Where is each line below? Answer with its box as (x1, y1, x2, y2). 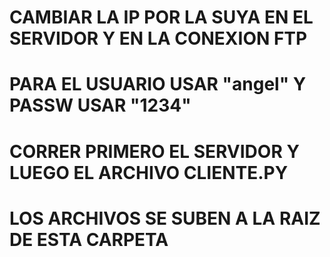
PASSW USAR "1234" (9, 94, 192, 117)
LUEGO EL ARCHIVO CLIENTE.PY (9, 161, 289, 184)
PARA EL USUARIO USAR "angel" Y (9, 73, 307, 96)
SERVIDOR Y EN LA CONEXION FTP (9, 27, 308, 50)
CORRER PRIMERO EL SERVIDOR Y (9, 140, 300, 163)
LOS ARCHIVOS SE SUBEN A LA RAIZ (9, 207, 321, 230)
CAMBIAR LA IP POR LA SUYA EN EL (9, 6, 314, 29)
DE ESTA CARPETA (9, 228, 169, 251)
